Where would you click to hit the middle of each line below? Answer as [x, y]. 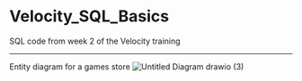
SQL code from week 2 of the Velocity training [95, 41]
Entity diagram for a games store [70, 66]
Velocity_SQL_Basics [89, 16]
